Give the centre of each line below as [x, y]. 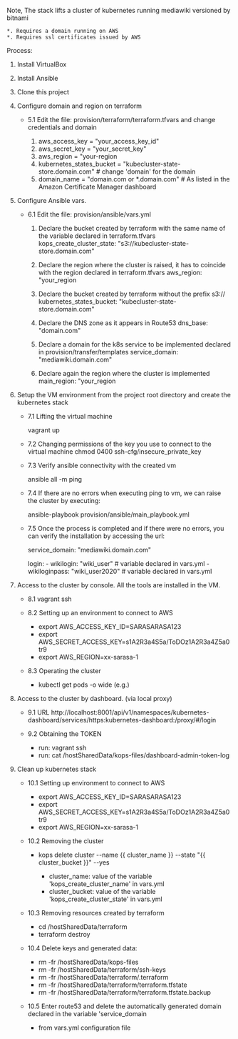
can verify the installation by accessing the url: [96, 536]
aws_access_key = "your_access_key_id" [99, 141]
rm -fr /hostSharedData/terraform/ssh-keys [102, 970]
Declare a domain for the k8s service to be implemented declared [134, 344]
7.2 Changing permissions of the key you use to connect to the [119, 444]
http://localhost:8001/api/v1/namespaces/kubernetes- [130, 712]
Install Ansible [37, 78]
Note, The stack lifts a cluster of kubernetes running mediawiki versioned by [119, 10]
